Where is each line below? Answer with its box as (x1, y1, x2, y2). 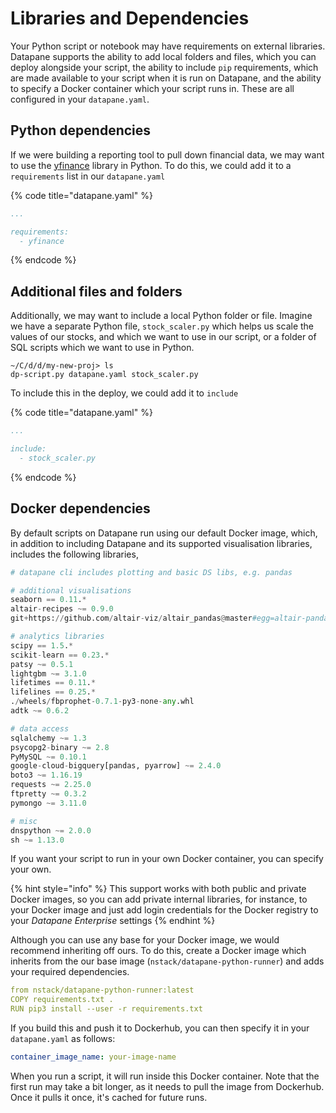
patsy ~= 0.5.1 (10, 659, 74, 669)
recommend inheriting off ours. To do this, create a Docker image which (10, 945, 307, 957)
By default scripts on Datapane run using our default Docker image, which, (10, 527, 318, 539)
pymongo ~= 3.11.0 (10, 798, 87, 808)
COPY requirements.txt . (10, 995, 114, 1005)
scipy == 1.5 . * (10, 640, 74, 651)
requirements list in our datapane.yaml (10, 170, 166, 182)
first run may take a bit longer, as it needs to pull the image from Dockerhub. (10, 1080, 325, 1092)
